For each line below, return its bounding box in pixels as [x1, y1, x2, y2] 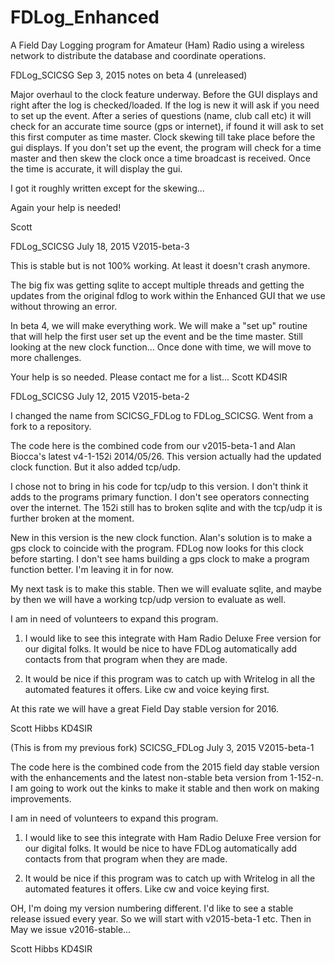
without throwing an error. [10, 300, 118, 312]
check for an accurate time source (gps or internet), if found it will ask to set [10, 120, 324, 132]
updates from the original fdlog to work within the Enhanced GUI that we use [10, 289, 326, 301]
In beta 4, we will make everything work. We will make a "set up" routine [10, 319, 308, 331]
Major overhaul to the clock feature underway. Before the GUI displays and [10, 88, 318, 100]
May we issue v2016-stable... [10, 923, 132, 935]
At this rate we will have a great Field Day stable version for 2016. [10, 702, 280, 715]
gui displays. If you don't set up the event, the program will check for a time [10, 141, 322, 153]
